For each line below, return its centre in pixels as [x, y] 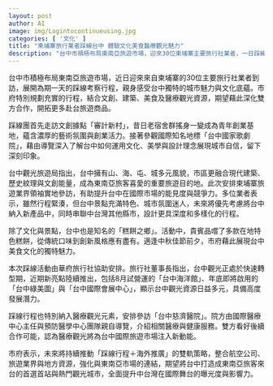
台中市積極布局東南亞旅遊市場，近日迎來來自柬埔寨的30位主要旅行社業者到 [134, 77]
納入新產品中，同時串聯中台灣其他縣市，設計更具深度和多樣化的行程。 [126, 213]
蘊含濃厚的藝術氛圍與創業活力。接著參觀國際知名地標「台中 [122, 135]
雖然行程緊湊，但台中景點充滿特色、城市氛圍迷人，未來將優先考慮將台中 [143, 203]
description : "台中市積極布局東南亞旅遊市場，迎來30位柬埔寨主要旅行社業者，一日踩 [134, 54]
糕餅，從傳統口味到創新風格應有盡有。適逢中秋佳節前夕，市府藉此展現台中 [140, 241]
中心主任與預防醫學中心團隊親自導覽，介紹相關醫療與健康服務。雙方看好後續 [136, 326]
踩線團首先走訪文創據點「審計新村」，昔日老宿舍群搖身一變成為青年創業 [128, 125]
